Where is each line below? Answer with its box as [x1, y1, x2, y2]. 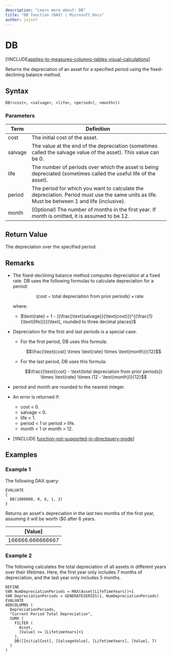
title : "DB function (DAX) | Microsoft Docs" [5, 12, 104, 17]
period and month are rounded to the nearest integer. [12, 384, 125, 390]
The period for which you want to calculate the [31, 185, 144, 192]
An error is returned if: [12, 394, 60, 400]
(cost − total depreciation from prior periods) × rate [36, 293, 144, 299]
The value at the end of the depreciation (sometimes [31, 143, 158, 150]
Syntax [5, 86, 29, 95]
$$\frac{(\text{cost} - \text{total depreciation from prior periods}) [25, 368, 163, 375]
